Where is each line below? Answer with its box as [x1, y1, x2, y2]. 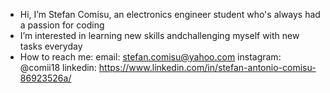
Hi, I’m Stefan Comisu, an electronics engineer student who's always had [19, 9, 321, 20]
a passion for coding [19, 19, 105, 31]
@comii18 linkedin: [19, 62, 97, 73]
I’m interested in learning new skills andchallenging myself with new [19, 30, 300, 41]
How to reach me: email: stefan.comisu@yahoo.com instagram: [19, 51, 282, 63]
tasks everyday [19, 40, 83, 52]
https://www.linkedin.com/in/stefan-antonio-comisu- [98, 62, 317, 73]
